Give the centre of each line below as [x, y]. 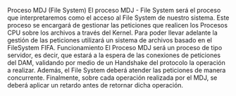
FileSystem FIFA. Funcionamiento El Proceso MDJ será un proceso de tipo [115, 48]
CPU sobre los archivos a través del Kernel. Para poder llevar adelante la [112, 32]
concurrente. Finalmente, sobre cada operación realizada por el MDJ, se [112, 78]
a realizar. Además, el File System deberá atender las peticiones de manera [117, 70]
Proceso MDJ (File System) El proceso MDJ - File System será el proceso [114, 10]
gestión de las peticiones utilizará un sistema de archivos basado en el [110, 40]
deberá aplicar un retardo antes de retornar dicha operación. [95, 85]
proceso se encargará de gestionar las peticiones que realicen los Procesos [117, 25]
